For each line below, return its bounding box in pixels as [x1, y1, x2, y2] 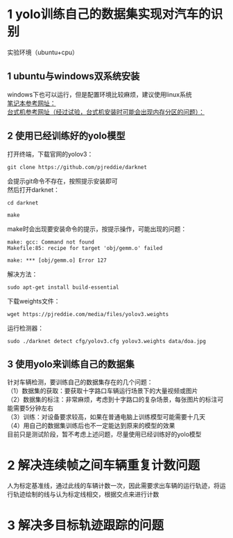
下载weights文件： [7, 296, 60, 305]
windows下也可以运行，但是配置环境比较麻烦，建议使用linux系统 [7, 90, 192, 98]
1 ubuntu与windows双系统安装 [7, 70, 140, 82]
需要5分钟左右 [12, 404, 54, 413]
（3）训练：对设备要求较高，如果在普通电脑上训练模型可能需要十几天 [7, 413, 206, 421]
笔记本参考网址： [7, 99, 56, 107]
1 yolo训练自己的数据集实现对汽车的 [7, 6, 211, 22]
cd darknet [7, 199, 39, 206]
